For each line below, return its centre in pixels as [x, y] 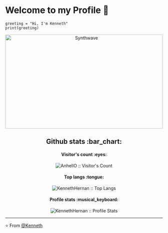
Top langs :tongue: [84, 177]
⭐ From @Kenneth [24, 225]
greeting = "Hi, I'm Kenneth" [37, 24]
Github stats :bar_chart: [84, 142]
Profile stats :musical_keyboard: [84, 199]
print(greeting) [22, 28]
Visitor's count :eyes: [84, 154]
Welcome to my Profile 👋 [57, 10]
